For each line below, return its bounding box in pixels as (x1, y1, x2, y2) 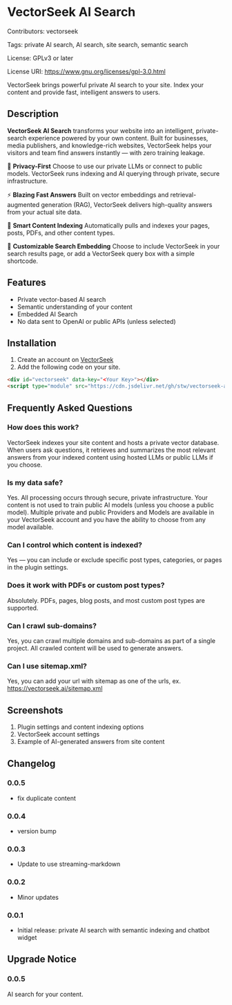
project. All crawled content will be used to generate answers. (7, 644, 183, 652)
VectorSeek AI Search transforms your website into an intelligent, (7, 126, 195, 135)
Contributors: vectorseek (7, 27, 78, 35)
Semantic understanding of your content (17, 302, 133, 311)
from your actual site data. (7, 208, 82, 216)
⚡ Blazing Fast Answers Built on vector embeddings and (7, 190, 169, 199)
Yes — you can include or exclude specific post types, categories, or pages (7, 556, 222, 564)
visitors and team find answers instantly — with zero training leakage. (7, 148, 205, 156)
